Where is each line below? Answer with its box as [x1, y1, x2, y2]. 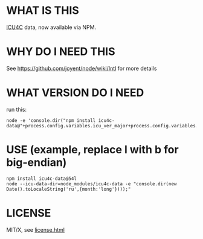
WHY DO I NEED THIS [6, 45, 115, 59]
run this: [6, 106, 27, 113]
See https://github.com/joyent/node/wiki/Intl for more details [6, 65, 157, 72]
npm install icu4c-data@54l [6, 176, 77, 182]
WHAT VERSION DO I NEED [6, 86, 144, 100]
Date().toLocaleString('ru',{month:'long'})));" [6, 186, 131, 192]
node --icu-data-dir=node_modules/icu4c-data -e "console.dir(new [6, 180, 177, 187]
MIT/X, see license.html [6, 226, 65, 233]
